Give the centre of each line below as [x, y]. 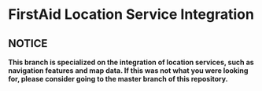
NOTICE [28, 44]
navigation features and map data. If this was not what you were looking [128, 71]
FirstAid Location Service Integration [131, 15]
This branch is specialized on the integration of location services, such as [131, 62]
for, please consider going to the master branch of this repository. [118, 79]
